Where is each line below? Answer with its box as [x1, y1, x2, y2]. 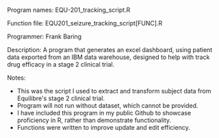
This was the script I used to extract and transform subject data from [16, 87, 211, 95]
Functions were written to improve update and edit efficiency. [16, 124, 190, 131]
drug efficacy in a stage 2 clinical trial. [7, 60, 115, 68]
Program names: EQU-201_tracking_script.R [7, 6, 131, 14]
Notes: [7, 73, 26, 82]
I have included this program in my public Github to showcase [16, 109, 192, 117]
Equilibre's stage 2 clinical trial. [16, 94, 105, 102]
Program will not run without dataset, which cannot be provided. [16, 102, 198, 109]
